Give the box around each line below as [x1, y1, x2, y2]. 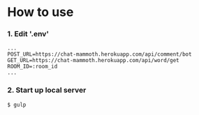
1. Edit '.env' [7, 29, 49, 39]
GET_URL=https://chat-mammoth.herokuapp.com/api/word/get [7, 57, 179, 64]
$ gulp [7, 101, 27, 108]
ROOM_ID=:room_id [7, 63, 58, 70]
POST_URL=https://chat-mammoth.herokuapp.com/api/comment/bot [7, 51, 192, 58]
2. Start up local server [7, 85, 87, 95]
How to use [7, 4, 74, 20]
